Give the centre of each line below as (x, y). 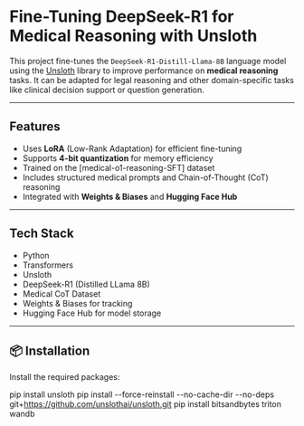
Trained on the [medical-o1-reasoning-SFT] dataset (119, 167)
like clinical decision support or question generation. (107, 90)
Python (36, 255)
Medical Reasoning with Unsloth (133, 36)
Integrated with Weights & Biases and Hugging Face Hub (130, 196)
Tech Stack (42, 234)
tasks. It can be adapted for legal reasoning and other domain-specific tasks (152, 80)
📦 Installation (50, 350)
